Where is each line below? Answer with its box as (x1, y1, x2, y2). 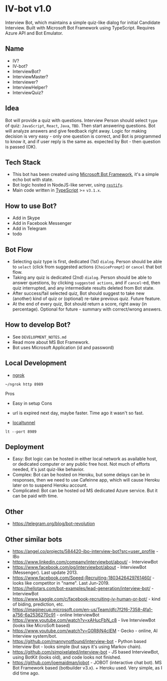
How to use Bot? (5, 201, 57, 210)
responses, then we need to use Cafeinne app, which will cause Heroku (12, 477, 160, 483)
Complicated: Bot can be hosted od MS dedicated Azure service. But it (12, 488, 158, 494)
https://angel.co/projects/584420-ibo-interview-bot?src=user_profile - (12, 548, 159, 554)
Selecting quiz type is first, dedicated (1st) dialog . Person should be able (12, 259, 162, 264)
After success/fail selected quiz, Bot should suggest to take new (12, 290, 145, 296)
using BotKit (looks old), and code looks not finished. (12, 654, 121, 661)
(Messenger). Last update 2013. (12, 569, 78, 576)
